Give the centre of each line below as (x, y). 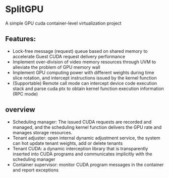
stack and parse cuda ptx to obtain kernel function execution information (88, 88)
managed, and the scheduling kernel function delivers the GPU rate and (87, 127)
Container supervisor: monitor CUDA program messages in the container (88, 164)
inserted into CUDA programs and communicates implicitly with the (82, 154)
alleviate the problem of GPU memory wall (57, 67)
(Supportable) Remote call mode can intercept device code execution (85, 83)
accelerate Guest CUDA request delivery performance (69, 56)
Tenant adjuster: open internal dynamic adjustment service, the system (86, 138)
